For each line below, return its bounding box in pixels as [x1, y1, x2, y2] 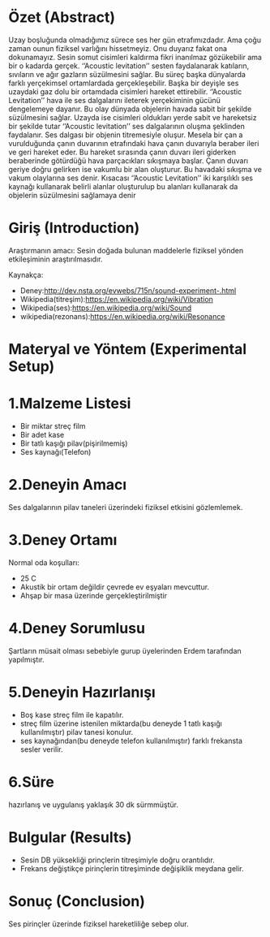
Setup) [8, 357, 55, 376]
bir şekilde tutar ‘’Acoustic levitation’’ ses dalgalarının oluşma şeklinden [8, 121, 245, 131]
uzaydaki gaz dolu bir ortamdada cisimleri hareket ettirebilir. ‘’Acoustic [8, 86, 242, 97]
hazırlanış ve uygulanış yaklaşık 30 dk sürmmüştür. [8, 800, 178, 810]
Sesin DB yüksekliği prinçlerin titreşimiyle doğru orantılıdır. [19, 855, 215, 865]
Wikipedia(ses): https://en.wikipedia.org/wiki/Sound [19, 303, 192, 313]
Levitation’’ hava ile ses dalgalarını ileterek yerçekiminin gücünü [8, 95, 221, 105]
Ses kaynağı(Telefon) [19, 447, 92, 456]
